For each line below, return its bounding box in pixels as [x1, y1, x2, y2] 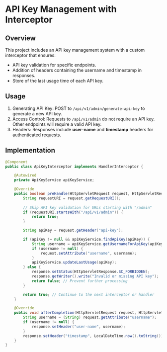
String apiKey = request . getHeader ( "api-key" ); [23, 228, 123, 233]
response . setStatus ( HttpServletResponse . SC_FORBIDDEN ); [31, 269, 150, 274]
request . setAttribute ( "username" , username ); [40, 251, 137, 256]
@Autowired [14, 173, 37, 178]
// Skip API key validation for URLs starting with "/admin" [23, 205, 153, 210]
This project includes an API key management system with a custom [5, 47, 145, 53]
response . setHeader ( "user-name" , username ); [31, 324, 126, 329]
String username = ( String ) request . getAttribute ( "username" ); [23, 315, 157, 320]
